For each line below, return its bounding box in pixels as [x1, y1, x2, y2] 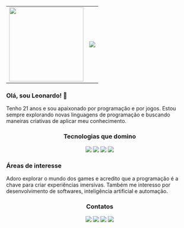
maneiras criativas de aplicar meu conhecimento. [6, 118, 126, 125]
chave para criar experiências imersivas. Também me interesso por [6, 181, 171, 188]
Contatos [85, 202, 114, 210]
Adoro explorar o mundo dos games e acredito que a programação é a [6, 175, 179, 182]
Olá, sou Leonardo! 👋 [6, 91, 68, 100]
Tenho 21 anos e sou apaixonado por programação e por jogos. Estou [6, 105, 176, 112]
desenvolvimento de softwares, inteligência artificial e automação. [6, 187, 168, 195]
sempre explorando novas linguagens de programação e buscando [6, 111, 170, 118]
